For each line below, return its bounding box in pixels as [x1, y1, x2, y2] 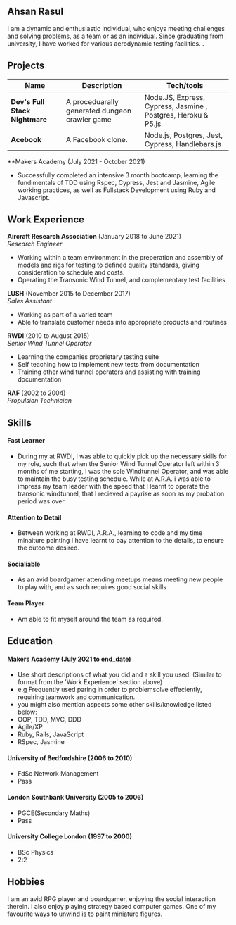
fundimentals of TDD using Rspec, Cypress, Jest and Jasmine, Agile [17, 178, 216, 187]
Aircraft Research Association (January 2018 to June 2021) [7, 232, 181, 241]
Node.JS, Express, [144, 92, 206, 102]
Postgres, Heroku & [144, 110, 209, 120]
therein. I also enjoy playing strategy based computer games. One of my [7, 902, 216, 910]
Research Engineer [7, 239, 63, 248]
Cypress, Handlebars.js [144, 139, 222, 149]
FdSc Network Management [17, 769, 99, 778]
